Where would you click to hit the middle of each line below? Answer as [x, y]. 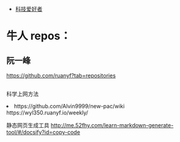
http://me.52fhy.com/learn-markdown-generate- [112, 125]
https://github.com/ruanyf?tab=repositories [61, 76]
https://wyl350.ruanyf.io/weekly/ [47, 113]
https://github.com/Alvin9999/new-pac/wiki [69, 106]
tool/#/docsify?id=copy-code [43, 132]
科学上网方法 [22, 94]
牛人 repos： [39, 36]
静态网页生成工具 [28, 125]
